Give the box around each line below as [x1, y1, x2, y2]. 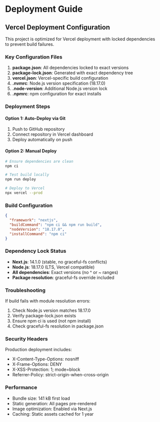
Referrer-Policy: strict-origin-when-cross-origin [12, 372, 109, 378]
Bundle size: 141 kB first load [12, 395, 70, 401]
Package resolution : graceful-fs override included [12, 274, 114, 280]
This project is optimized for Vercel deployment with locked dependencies [5, 36, 156, 42]
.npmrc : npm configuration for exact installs [12, 91, 102, 97]
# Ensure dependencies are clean [5, 159, 74, 164]
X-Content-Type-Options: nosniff [12, 356, 80, 362]
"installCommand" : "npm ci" [9, 231, 67, 237]
